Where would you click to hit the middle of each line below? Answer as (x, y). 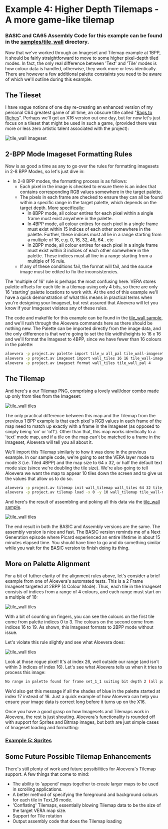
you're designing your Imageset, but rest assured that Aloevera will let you (82, 303)
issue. (11, 632)
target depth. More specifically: (52, 208)
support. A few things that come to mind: (47, 774)
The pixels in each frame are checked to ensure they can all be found (91, 197)
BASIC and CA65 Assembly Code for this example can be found (84, 36)
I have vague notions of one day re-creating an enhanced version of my (79, 107)
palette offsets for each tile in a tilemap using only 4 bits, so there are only (81, 287)
